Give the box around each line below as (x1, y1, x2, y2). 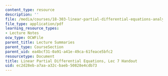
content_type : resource (5, 7, 55, 12)
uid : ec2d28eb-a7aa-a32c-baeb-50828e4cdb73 (5, 63, 97, 68)
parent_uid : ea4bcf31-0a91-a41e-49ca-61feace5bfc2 (5, 49, 113, 54)
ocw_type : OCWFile (5, 35, 43, 40)
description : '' (5, 12, 39, 17)
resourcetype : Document (5, 53, 55, 59)
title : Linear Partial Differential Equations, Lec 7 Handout (5, 58, 137, 63)
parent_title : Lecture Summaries (5, 40, 75, 45)
